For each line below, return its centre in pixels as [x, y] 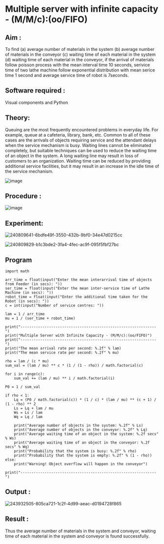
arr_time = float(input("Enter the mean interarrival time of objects [79, 280]
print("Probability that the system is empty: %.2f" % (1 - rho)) [83, 456]
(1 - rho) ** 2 [21, 404]
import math [17, 271]
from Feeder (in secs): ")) [34, 284]
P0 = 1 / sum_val [23, 387]
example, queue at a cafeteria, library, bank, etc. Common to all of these [78, 135]
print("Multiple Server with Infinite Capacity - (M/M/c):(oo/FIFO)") [79, 336]
